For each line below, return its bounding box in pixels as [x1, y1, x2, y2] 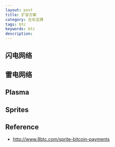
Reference [5, 122, 39, 131]
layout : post [5, 7, 33, 13]
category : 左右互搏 [5, 17, 44, 22]
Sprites [5, 105, 29, 114]
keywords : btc [5, 27, 36, 32]
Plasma [5, 88, 30, 97]
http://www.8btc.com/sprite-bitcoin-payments [12, 136, 110, 142]
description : [5, 31, 33, 36]
